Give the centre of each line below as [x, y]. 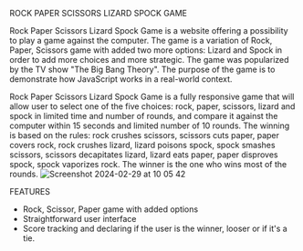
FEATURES [30, 191]
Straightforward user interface [79, 219]
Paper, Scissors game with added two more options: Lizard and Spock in [146, 50]
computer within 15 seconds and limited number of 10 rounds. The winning [150, 125]
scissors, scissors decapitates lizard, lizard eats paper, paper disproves [144, 155]
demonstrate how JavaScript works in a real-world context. [121, 79]
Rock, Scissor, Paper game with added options [110, 209]
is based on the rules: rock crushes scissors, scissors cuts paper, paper [145, 135]
